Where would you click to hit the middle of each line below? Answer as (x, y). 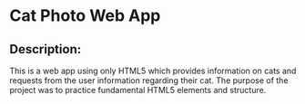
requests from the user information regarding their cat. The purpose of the (149, 80)
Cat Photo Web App (85, 16)
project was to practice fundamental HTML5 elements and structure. (138, 90)
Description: (46, 49)
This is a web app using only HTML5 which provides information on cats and (153, 71)
